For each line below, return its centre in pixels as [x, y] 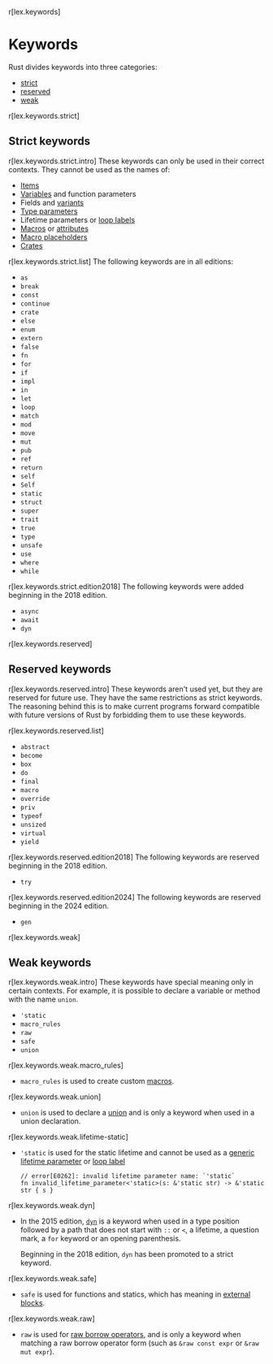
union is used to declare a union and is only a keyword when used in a [137, 1113]
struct [31, 502]
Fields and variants [52, 202]
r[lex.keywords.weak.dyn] [52, 1206]
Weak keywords [50, 962]
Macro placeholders [54, 237]
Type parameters [49, 211]
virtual [33, 833]
